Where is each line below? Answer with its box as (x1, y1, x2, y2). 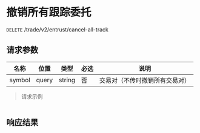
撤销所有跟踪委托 (6, 5, 92, 19)
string (58, 76, 76, 84)
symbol (9, 76, 30, 84)
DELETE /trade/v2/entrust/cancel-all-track (6, 25, 109, 33)
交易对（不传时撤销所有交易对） (99, 76, 191, 85)
